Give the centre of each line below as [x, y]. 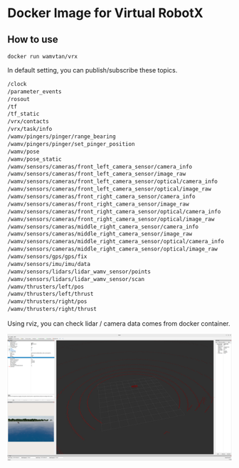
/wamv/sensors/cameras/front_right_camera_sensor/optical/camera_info [114, 211]
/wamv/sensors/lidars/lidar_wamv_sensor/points [79, 272]
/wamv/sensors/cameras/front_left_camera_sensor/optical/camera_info [113, 182]
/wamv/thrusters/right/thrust [52, 309]
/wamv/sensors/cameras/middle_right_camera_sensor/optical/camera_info [116, 242]
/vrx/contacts [28, 122]
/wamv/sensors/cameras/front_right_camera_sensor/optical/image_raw [111, 219]
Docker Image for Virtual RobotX [106, 13]
